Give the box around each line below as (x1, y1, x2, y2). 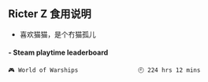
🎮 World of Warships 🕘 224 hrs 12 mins (8, 66, 201, 74)
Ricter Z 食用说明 (8, 7, 92, 21)
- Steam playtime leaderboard (8, 48, 109, 57)
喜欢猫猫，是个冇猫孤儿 (19, 30, 96, 39)
